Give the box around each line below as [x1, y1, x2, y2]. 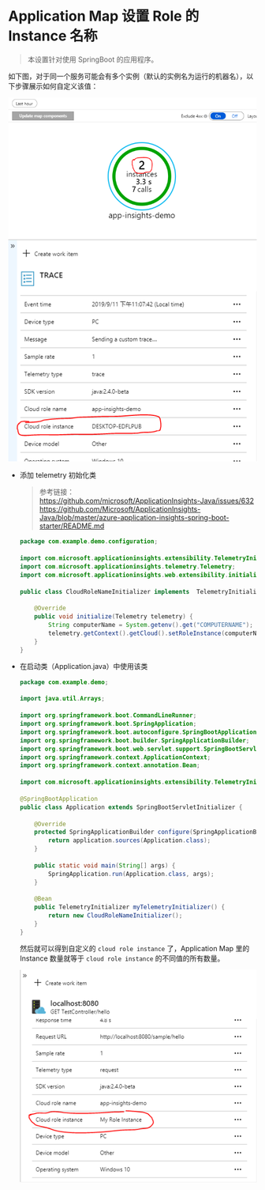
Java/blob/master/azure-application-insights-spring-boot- [39, 513, 230, 523]
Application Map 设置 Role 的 [8, 7, 200, 25]
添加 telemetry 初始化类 [19, 470, 97, 480]
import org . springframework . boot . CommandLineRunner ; [19, 712, 197, 720]
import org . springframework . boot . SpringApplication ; [19, 720, 197, 728]
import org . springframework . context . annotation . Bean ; [19, 761, 201, 769]
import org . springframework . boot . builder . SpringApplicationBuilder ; [19, 736, 250, 744]
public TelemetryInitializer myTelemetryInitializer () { [34, 903, 226, 912]
